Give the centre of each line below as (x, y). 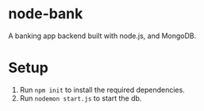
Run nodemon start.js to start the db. (81, 98)
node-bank (46, 14)
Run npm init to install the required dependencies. (102, 90)
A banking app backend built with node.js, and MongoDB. (102, 36)
